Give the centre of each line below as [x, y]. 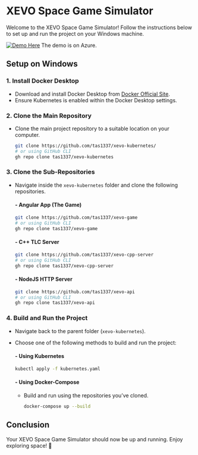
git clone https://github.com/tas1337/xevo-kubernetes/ [85, 146]
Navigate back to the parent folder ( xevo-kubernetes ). [80, 331]
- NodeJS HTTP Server [43, 279]
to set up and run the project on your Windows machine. [75, 33]
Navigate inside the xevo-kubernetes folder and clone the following [96, 185]
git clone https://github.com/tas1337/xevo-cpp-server [84, 255]
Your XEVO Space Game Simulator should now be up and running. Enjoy [95, 439]
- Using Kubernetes [39, 356]
